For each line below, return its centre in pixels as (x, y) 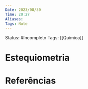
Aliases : (14, 19)
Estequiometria (38, 58)
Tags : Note (16, 24)
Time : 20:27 (17, 14)
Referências (31, 81)
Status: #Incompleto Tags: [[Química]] (44, 38)
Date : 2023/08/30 (23, 10)
